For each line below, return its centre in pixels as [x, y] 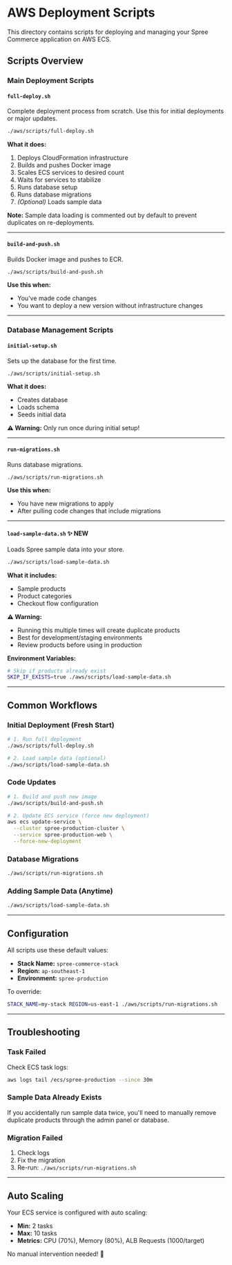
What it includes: [32, 575]
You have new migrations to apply [65, 504]
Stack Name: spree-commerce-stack [68, 963]
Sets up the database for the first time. [62, 360]
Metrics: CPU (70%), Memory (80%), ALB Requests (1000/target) [111, 1240]
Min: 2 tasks [35, 1226]
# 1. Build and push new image [52, 797]
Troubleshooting [44, 1032]
